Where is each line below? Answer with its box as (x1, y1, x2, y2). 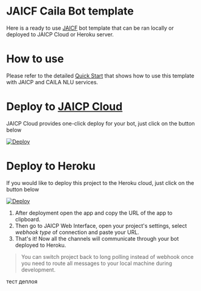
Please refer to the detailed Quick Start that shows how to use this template (6, 72, 195, 79)
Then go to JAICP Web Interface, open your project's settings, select (15, 222, 187, 229)
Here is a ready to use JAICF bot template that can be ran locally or (6, 24, 174, 32)
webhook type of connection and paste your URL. (15, 229, 139, 236)
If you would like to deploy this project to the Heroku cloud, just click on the (6, 179, 194, 186)
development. (21, 266, 56, 273)
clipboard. (15, 215, 41, 222)
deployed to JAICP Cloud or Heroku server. (6, 30, 114, 38)
